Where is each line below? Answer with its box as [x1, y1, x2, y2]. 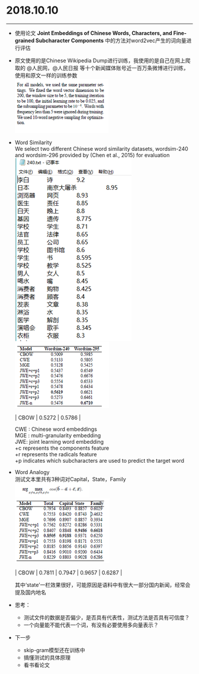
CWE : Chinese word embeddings [14, 425, 98, 433]
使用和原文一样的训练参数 [14, 72, 78, 79]
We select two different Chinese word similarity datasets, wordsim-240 [14, 145, 188, 152]
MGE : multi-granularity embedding [14, 431, 101, 439]
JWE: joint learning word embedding [14, 438, 104, 445]
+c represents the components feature [14, 444, 110, 452]
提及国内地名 [14, 589, 46, 596]
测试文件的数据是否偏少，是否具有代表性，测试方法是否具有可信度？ [23, 613, 190, 621]
